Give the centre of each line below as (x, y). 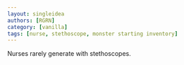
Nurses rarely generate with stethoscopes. (69, 54)
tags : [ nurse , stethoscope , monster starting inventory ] (93, 34)
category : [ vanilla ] (38, 27)
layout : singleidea (36, 14)
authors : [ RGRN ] (31, 20)
